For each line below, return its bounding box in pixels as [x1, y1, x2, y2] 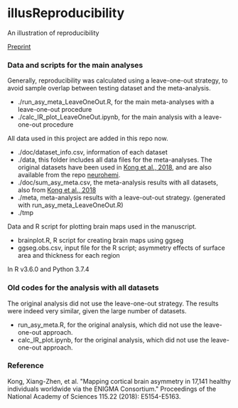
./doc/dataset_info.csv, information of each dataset [17, 148, 168, 157]
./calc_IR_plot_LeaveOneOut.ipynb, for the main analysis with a [17, 113, 202, 122]
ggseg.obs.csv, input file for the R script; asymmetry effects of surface [17, 244, 225, 252]
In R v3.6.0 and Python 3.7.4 [7, 265, 90, 273]
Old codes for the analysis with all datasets [7, 283, 159, 293]
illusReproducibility [7, 5, 125, 21]
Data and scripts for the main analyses [7, 60, 144, 70]
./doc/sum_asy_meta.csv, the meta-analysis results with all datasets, [17, 178, 219, 187]
